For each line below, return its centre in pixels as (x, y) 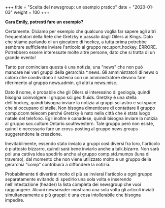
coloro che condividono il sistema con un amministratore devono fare (75, 77)
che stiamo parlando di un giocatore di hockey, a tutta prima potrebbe (76, 42)
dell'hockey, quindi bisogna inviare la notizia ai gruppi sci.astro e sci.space (81, 103)
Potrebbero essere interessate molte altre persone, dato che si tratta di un (80, 52)
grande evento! (20, 58)
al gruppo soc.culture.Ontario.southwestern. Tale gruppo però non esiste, (80, 123)
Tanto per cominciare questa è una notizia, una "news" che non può (74, 67)
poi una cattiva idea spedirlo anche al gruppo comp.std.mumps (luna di (77, 154)
